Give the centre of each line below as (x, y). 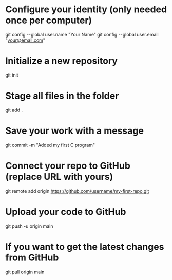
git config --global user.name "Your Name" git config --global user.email (82, 34)
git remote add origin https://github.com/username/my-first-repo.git (77, 191)
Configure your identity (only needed (86, 10)
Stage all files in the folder (62, 96)
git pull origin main (25, 272)
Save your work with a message (74, 131)
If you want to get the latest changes (85, 246)
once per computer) (49, 20)
